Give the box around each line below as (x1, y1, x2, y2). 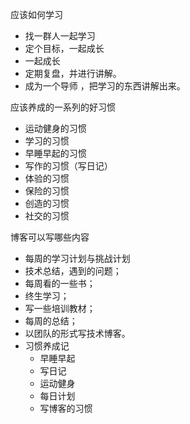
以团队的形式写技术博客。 (24, 328, 131, 339)
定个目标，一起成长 (24, 43, 105, 54)
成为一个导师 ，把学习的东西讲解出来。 (24, 80, 186, 92)
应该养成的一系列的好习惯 (10, 101, 116, 113)
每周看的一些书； (24, 278, 96, 289)
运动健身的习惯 (24, 123, 87, 134)
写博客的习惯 (39, 403, 93, 414)
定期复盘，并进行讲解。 (24, 68, 122, 79)
